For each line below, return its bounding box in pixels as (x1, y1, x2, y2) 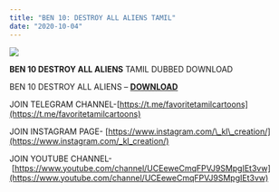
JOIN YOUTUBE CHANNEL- (9, 153, 113, 164)
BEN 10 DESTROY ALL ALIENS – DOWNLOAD (9, 81, 178, 91)
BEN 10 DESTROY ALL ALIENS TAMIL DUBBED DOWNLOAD (9, 63, 234, 74)
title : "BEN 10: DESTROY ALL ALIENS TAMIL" (9, 13, 177, 23)
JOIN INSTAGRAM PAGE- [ (9, 126, 109, 137)
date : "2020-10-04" (9, 22, 83, 31)
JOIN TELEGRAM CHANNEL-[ (9, 99, 120, 110)
